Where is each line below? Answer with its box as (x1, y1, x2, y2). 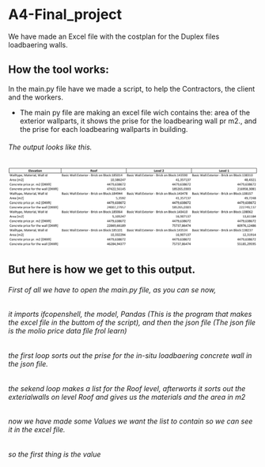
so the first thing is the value (8, 449, 101, 459)
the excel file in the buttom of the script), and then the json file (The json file (8, 318, 256, 327)
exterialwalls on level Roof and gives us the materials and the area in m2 (8, 392, 246, 401)
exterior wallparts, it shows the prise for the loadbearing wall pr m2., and (19, 116, 257, 126)
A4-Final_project (8, 6, 123, 24)
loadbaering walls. (8, 40, 69, 49)
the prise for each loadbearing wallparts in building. (19, 124, 188, 134)
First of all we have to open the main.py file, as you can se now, (8, 284, 217, 294)
